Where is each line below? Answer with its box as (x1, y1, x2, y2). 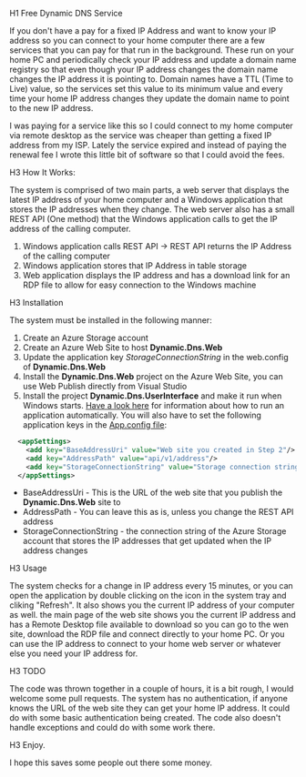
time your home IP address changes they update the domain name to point (9, 93, 290, 104)
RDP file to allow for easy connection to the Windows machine (22, 279, 257, 290)
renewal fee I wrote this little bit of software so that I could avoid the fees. (9, 149, 285, 160)
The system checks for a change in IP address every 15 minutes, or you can (9, 580, 293, 591)
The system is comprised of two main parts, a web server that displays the (9, 185, 290, 195)
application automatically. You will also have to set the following (22, 409, 262, 420)
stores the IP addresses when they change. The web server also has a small (9, 204, 295, 215)
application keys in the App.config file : (22, 419, 167, 430)
